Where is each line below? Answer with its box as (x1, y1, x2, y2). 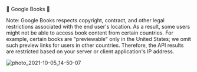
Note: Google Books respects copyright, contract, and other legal (6, 17, 165, 23)
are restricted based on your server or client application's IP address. (6, 48, 175, 55)
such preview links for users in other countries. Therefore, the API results (6, 42, 184, 49)
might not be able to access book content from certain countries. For (6, 29, 174, 36)
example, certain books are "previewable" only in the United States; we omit (6, 36, 191, 42)
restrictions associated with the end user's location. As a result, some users (6, 23, 191, 30)
